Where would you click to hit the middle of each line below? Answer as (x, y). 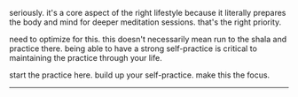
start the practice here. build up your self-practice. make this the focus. (140, 75)
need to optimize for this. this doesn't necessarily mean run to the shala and (148, 39)
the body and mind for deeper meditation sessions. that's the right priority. (145, 22)
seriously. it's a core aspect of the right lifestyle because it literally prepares (148, 13)
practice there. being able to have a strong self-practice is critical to (133, 48)
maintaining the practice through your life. (86, 58)
